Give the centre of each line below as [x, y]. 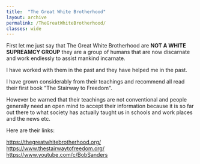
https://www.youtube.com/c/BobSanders [57, 155]
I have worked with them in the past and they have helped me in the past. [97, 70]
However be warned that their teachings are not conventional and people [97, 100]
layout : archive [26, 17]
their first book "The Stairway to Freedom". [59, 88]
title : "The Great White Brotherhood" [56, 12]
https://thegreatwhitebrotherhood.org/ [54, 142]
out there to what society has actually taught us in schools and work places [100, 112]
